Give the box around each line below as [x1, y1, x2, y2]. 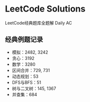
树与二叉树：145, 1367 [12, 86, 56, 91]
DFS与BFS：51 [12, 79, 41, 85]
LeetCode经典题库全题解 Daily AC [5, 20, 72, 26]
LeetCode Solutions [5, 3, 86, 15]
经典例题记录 [5, 35, 43, 44]
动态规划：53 [12, 73, 39, 79]
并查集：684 [12, 91, 38, 97]
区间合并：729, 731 [12, 67, 50, 73]
